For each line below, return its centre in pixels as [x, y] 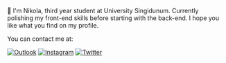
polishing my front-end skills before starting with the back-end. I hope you [113, 18]
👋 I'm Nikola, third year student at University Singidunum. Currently [103, 11]
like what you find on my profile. [53, 25]
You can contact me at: [40, 39]
